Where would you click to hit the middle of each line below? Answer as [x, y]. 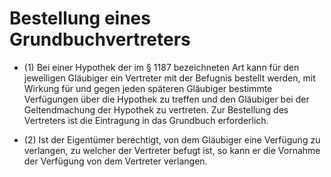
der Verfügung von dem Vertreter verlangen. [115, 161]
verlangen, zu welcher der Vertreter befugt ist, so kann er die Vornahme [172, 150]
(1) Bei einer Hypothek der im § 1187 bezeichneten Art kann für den [161, 67]
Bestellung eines [80, 18]
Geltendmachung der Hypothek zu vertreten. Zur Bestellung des [156, 109]
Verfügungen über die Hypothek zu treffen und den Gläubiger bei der [166, 99]
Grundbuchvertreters [100, 39]
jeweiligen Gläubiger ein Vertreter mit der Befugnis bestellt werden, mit [169, 78]
